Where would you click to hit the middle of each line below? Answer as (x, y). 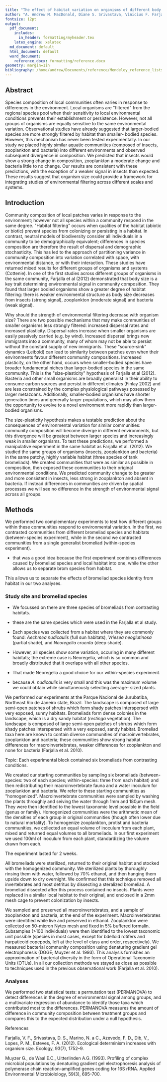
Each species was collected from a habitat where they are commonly (83, 632)
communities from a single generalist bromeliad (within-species (70, 543)
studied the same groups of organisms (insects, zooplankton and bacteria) (82, 452)
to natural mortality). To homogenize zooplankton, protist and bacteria (77, 822)
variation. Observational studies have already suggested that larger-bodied (82, 129)
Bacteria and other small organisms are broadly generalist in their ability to (81, 378)
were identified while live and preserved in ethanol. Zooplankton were (77, 920)
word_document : (25, 56)
